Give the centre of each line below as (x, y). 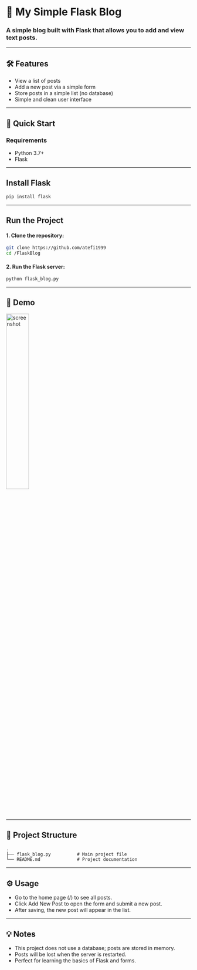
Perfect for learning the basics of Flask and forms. (75, 960)
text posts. (22, 38)
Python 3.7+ (29, 153)
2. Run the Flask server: (36, 266)
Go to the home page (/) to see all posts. (63, 898)
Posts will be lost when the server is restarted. (70, 954)
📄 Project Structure (42, 835)
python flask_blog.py (33, 279)
